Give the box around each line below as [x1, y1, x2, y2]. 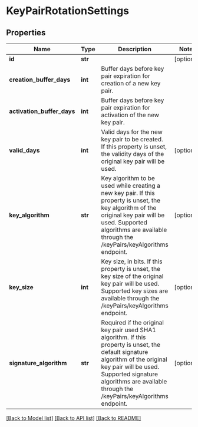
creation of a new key [101, 80, 161, 87]
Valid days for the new [101, 128, 163, 136]
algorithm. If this [101, 333, 146, 341]
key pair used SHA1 [101, 326, 156, 334]
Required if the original [101, 319, 164, 326]
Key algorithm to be [101, 174, 155, 182]
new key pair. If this [101, 189, 155, 197]
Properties [6, 28, 46, 38]
